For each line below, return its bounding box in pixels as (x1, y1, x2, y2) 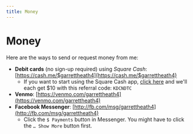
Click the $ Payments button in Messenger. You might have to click (23, 116, 185, 123)
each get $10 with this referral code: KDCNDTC (23, 84, 132, 91)
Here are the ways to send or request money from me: (6, 54, 139, 61)
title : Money (6, 8, 38, 15)
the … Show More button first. (23, 122, 92, 129)
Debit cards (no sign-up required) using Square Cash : (14, 65, 147, 72)
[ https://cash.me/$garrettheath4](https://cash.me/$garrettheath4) (14, 72, 177, 79)
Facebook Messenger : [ (14, 103, 75, 110)
